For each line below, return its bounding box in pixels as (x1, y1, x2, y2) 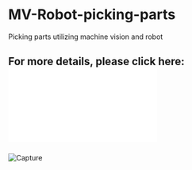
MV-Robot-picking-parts (8, 6, 176, 24)
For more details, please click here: (8, 55, 185, 68)
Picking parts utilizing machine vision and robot (8, 32, 163, 41)
